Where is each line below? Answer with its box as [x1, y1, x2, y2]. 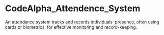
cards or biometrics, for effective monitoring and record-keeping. [5, 24, 137, 30]
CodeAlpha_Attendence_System [5, 3, 140, 14]
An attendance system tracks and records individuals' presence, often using [5, 19, 160, 25]
